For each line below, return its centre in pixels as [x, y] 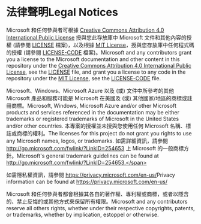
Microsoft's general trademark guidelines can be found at [88, 156]
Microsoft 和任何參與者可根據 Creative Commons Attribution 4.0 [85, 30]
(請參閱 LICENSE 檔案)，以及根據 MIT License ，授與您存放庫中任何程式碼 [103, 45]
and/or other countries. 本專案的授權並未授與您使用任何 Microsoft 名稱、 [96, 126]
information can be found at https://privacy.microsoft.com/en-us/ [87, 181]
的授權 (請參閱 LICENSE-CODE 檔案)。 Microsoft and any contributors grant [99, 52]
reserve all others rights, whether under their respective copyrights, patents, [100, 208]
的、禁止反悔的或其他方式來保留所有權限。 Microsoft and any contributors [97, 201]
